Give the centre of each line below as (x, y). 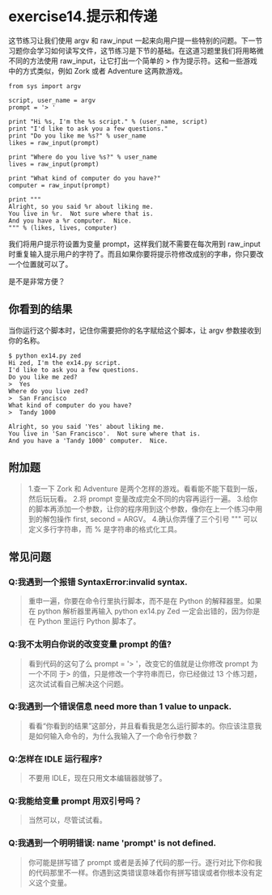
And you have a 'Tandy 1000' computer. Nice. (88, 441)
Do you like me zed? (43, 377)
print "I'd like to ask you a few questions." (88, 129)
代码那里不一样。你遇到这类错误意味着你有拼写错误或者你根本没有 (145, 872)
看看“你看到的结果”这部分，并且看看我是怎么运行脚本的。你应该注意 (141, 726)
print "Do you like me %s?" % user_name (78, 136)
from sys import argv (45, 86)
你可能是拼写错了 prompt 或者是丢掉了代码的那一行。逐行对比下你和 (142, 862)
